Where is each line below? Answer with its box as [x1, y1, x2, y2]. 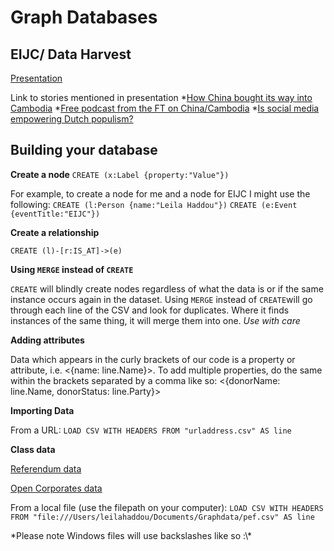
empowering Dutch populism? [10, 113, 134, 125]
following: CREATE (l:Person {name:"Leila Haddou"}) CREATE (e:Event [10, 198, 298, 210]
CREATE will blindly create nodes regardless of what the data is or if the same [10, 282, 324, 295]
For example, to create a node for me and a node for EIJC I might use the [10, 187, 311, 200]
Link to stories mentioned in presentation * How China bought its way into [10, 92, 313, 103]
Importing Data [10, 404, 75, 416]
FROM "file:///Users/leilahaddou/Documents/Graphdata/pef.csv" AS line [10, 512, 315, 522]
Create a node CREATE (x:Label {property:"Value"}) [10, 168, 230, 180]
